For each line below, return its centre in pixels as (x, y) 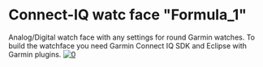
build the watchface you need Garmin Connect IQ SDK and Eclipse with (128, 45)
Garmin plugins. (35, 54)
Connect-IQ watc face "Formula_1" (128, 15)
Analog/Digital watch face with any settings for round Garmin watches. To (132, 37)
